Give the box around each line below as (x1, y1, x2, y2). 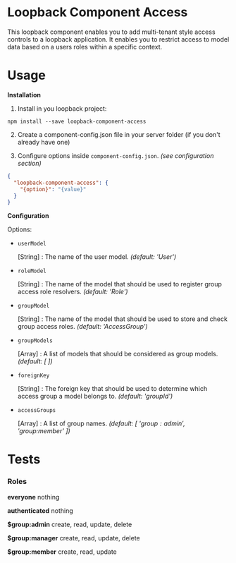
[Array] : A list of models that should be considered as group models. (17, 350, 218, 358)
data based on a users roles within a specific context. (7, 42, 163, 51)
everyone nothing (7, 492, 60, 501)
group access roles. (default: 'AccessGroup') (17, 322, 148, 331)
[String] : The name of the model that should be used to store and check (17, 315, 228, 323)
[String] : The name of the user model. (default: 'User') (17, 253, 177, 261)
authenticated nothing (7, 506, 74, 515)
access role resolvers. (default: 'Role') (17, 287, 128, 296)
